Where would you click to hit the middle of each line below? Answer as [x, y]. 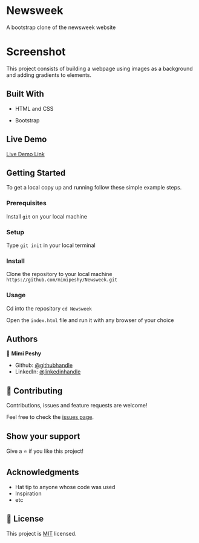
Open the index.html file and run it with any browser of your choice [90, 320]
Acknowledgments [43, 472]
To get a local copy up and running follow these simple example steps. [94, 188]
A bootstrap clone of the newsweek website [61, 27]
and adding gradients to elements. [49, 75]
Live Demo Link [26, 154]
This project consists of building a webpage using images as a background [100, 68]
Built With [25, 94]
